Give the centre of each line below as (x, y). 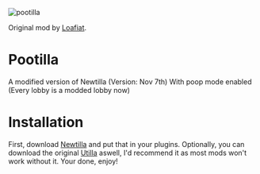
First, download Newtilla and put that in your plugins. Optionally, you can (126, 144)
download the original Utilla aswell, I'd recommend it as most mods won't (128, 153)
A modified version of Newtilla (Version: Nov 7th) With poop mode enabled (130, 81)
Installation (46, 122)
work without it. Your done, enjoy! (63, 161)
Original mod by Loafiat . (48, 27)
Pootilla (34, 60)
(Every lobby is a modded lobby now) (69, 90)
